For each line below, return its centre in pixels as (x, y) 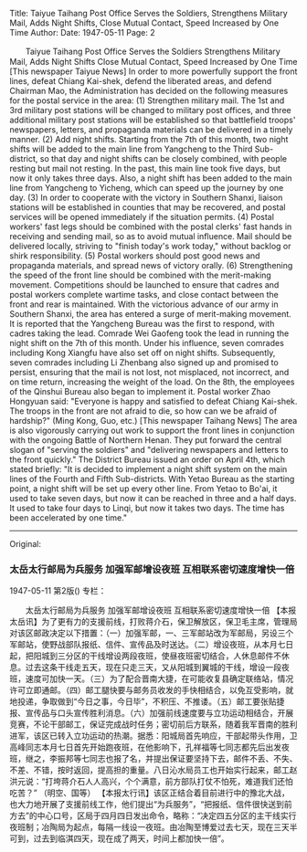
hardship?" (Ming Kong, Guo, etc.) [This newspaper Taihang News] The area (153, 421)
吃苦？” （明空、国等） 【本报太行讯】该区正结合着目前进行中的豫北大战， (150, 793)
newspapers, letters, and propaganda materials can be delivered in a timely (151, 130)
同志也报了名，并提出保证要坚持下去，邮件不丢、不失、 (193, 759)
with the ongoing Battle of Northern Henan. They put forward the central (145, 440)
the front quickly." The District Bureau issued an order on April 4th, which (148, 459)
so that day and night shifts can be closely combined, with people (164, 158)
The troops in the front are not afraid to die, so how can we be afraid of (143, 411)
